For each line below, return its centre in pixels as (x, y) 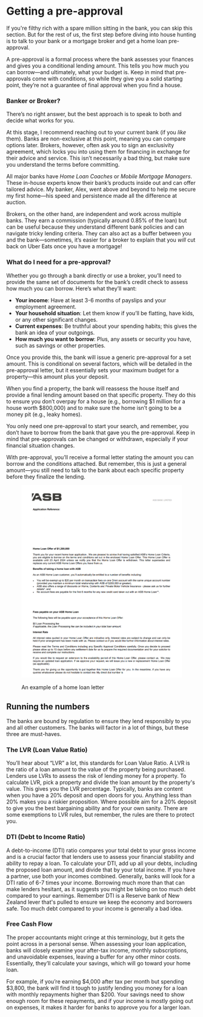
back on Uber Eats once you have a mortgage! (64, 246)
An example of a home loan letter (63, 687)
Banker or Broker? (33, 100)
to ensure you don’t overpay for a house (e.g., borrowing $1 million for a (96, 401)
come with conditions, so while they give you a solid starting (108, 78)
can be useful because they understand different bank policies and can (95, 227)
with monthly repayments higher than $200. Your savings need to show (95, 994)
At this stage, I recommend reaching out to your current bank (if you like (96, 133)
